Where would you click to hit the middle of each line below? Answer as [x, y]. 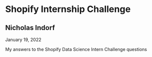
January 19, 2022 [23, 39]
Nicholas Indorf [30, 28]
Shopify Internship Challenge [68, 9]
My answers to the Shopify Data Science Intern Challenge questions [76, 49]
